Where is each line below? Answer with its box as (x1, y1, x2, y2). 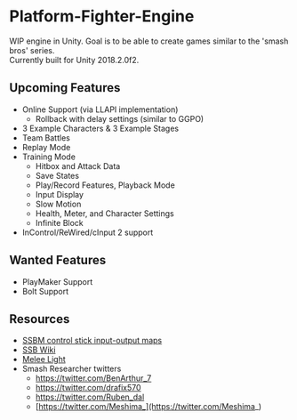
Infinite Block (35, 217, 84, 228)
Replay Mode (21, 141, 71, 152)
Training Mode (21, 151, 76, 162)
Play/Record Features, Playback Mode (35, 180, 175, 190)
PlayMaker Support (21, 276, 93, 287)
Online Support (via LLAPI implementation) (21, 104, 179, 115)
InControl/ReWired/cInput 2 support (21, 227, 154, 238)
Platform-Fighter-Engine (9, 6, 195, 27)
